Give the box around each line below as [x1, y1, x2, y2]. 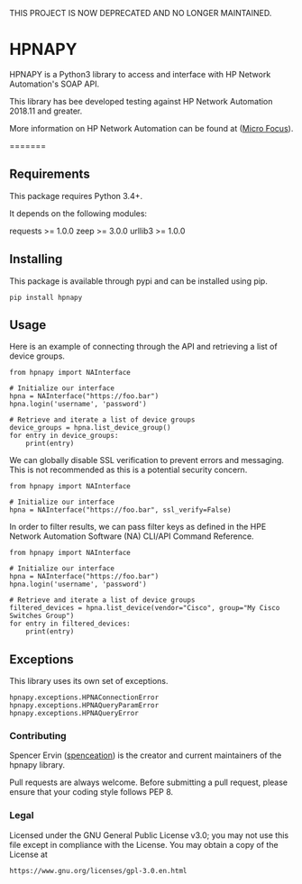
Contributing [9, 730, 67, 743]
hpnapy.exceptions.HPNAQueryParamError [9, 701, 160, 710]
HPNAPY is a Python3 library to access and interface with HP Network [9, 68, 271, 79]
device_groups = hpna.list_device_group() [9, 424, 171, 433]
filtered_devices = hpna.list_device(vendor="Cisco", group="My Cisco [9, 604, 280, 613]
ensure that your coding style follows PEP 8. [9, 787, 174, 797]
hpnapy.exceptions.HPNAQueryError [9, 709, 140, 718]
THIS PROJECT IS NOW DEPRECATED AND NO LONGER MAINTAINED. [9, 8, 272, 18]
